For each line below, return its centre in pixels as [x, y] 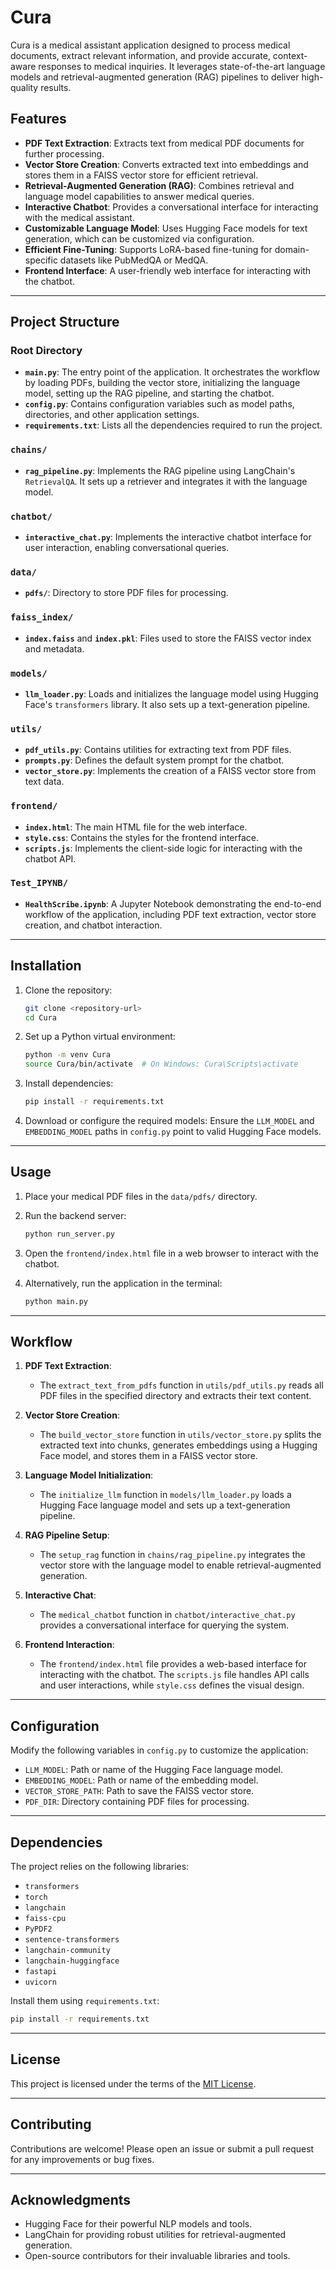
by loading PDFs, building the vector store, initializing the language [162, 383]
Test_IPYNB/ [39, 883]
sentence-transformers [72, 1940]
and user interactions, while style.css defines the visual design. [172, 1685]
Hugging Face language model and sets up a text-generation [165, 1505]
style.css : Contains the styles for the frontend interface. [141, 837]
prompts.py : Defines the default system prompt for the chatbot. [154, 760]
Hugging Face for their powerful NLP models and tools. [138, 2224]
